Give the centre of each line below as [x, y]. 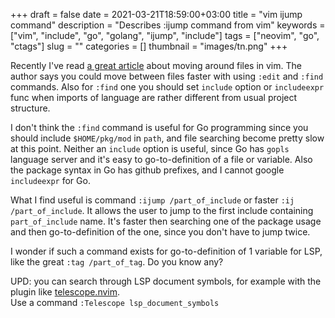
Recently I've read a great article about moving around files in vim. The [156, 65]
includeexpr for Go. [50, 180]
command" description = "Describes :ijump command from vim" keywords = [168, 25]
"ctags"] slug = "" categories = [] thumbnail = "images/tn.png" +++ [149, 46]
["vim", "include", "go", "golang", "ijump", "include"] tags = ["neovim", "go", [165, 35]
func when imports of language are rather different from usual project [154, 97]
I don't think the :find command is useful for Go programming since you [159, 127]
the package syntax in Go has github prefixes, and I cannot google [147, 170]
